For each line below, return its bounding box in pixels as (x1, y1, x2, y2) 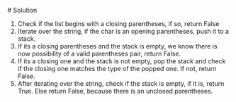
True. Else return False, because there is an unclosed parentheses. (17, 87, 213, 95)
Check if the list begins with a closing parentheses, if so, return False (17, 20, 220, 27)
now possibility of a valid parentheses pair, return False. (17, 49, 181, 58)
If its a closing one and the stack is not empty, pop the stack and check (17, 57, 226, 65)
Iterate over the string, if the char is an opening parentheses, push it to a (17, 27, 229, 35)
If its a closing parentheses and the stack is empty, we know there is (17, 42, 218, 50)
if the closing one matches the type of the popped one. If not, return (17, 65, 218, 72)
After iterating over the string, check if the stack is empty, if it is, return (17, 79, 225, 87)
